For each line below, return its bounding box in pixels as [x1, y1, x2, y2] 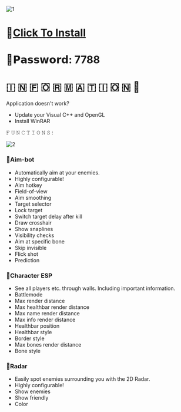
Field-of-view [14, 187, 48, 195]
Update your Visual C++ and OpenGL [14, 111, 105, 118]
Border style [14, 335, 45, 342]
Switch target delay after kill [14, 213, 82, 220]
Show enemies [14, 388, 51, 395]
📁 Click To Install [6, 27, 86, 39]
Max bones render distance [14, 341, 82, 348]
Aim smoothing [14, 194, 52, 201]
